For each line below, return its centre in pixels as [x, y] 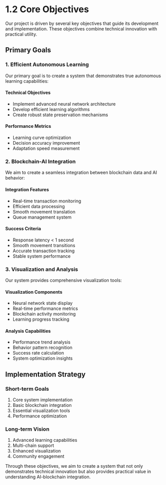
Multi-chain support [33, 445]
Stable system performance [41, 256]
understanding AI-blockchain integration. [48, 477]
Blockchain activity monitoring [44, 314]
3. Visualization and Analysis [42, 269]
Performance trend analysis [41, 342]
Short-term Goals [27, 389]
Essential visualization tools [41, 411]
